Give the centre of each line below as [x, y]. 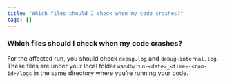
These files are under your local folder [61, 66]
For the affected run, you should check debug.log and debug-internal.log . [113, 58]
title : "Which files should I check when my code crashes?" [96, 13]
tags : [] [20, 20]
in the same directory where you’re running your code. [111, 73]
